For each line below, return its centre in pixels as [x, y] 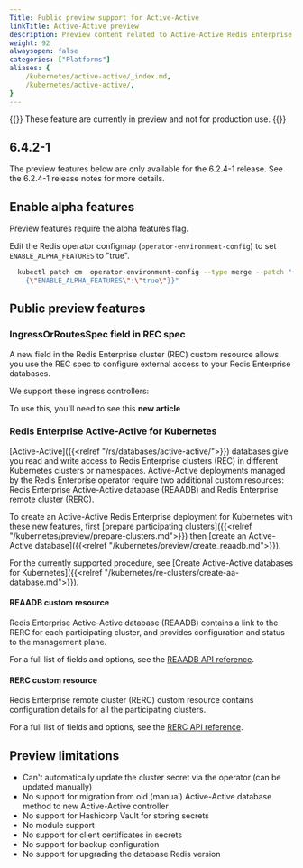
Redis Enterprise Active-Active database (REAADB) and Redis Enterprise [144, 489]
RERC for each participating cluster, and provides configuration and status [147, 633]
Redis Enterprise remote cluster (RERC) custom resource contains [132, 700]
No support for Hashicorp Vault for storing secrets [115, 816]
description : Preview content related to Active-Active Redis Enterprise [151, 34]
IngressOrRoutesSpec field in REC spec [98, 335]
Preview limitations [64, 756]
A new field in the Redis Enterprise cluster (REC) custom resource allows [144, 354]
